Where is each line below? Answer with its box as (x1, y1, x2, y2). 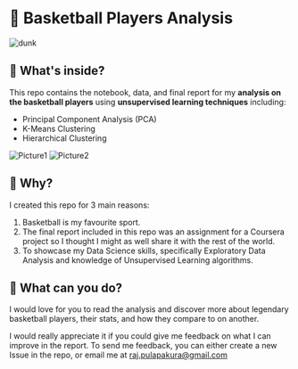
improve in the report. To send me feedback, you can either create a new (9, 340, 278, 351)
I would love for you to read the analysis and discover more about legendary (9, 304, 289, 315)
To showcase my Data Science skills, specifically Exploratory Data (21, 245, 266, 256)
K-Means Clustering (21, 123, 96, 134)
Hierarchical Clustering (21, 133, 107, 143)
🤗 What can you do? (9, 280, 123, 295)
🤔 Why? (9, 176, 54, 191)
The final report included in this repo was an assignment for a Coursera (21, 226, 286, 237)
